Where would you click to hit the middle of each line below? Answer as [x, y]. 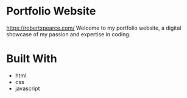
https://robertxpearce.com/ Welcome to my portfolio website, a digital [94, 28]
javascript [27, 88]
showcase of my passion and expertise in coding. [69, 34]
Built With [32, 59]
